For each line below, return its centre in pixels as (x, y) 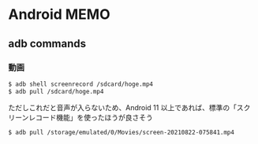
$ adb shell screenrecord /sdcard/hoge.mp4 (81, 84)
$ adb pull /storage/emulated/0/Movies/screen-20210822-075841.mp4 (122, 132)
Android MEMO (59, 15)
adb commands (47, 44)
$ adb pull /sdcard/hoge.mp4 (56, 91)
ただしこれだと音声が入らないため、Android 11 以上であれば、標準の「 (123, 107)
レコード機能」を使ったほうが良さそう (91, 117)
